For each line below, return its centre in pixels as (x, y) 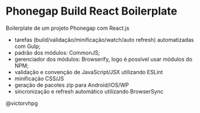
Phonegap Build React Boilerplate (92, 11)
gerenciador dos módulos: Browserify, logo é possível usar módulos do (103, 59)
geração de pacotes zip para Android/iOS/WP (72, 85)
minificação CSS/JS (39, 78)
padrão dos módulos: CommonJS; (57, 52)
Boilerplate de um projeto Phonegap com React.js (68, 28)
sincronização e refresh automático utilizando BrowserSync (89, 91)
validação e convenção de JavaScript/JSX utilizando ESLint (88, 72)
